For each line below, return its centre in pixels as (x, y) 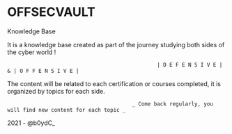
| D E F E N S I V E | (190, 65)
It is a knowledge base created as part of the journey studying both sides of (116, 44)
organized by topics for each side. (56, 91)
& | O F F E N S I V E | (43, 71)
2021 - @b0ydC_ (31, 123)
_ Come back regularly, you (173, 104)
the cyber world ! (32, 52)
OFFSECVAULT (52, 12)
